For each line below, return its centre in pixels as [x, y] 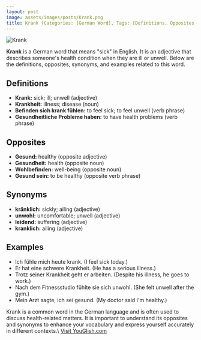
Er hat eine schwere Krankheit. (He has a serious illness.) [85, 268]
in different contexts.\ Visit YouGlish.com [56, 330]
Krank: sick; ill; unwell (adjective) [56, 98]
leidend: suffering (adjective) [51, 222]
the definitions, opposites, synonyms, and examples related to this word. [96, 64]
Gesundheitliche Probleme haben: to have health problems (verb [96, 117]
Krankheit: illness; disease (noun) [57, 104]
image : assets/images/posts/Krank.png [55, 17]
